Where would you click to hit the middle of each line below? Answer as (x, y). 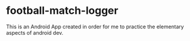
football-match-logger (62, 11)
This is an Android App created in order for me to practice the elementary (95, 27)
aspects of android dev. (35, 32)
